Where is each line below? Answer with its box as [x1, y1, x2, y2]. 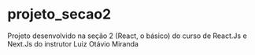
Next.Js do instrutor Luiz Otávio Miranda [7, 39, 139, 48]
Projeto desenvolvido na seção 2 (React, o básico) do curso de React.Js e [7, 31, 247, 40]
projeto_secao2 [7, 5, 112, 23]
